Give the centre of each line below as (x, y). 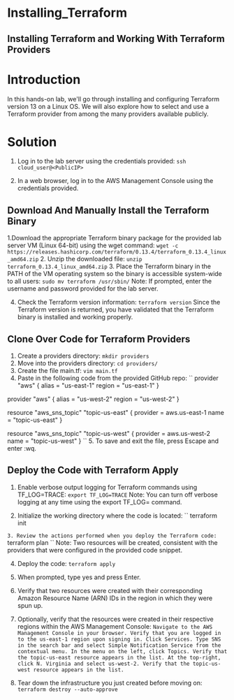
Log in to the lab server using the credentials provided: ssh (102, 161)
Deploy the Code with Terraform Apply (93, 471)
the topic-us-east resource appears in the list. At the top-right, (119, 657)
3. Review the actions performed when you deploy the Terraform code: (112, 536)
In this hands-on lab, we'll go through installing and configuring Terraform (114, 99)
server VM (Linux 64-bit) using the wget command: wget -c (93, 245)
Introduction (44, 79)
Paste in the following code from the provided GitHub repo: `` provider (118, 378)
